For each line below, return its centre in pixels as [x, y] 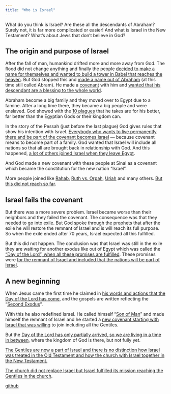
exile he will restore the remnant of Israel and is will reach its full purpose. [82, 228]
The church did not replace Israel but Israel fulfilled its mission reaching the [84, 371]
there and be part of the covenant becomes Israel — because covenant [80, 137]
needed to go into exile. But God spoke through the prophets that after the [83, 223]
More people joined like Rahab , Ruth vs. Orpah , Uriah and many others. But [84, 178]
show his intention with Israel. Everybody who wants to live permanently [81, 132]
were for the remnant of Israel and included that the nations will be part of [83, 260]
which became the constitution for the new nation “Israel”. [66, 169]
